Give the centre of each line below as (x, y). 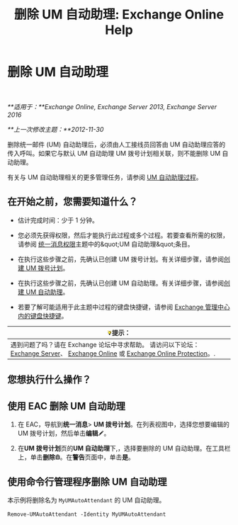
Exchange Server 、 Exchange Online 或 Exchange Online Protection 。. (113, 353)
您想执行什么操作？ (49, 380)
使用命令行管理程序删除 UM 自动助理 (87, 481)
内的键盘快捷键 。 (42, 315)
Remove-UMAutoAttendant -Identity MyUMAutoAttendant (87, 514)
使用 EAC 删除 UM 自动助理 (66, 406)
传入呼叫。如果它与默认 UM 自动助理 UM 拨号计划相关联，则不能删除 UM (114, 153)
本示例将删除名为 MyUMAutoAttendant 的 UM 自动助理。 (86, 500)
